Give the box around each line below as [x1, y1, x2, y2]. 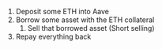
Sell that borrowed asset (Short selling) [27, 24, 155, 32]
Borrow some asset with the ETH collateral [15, 15, 155, 24]
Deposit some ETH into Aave [15, 7, 109, 16]
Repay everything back [15, 32, 92, 41]
